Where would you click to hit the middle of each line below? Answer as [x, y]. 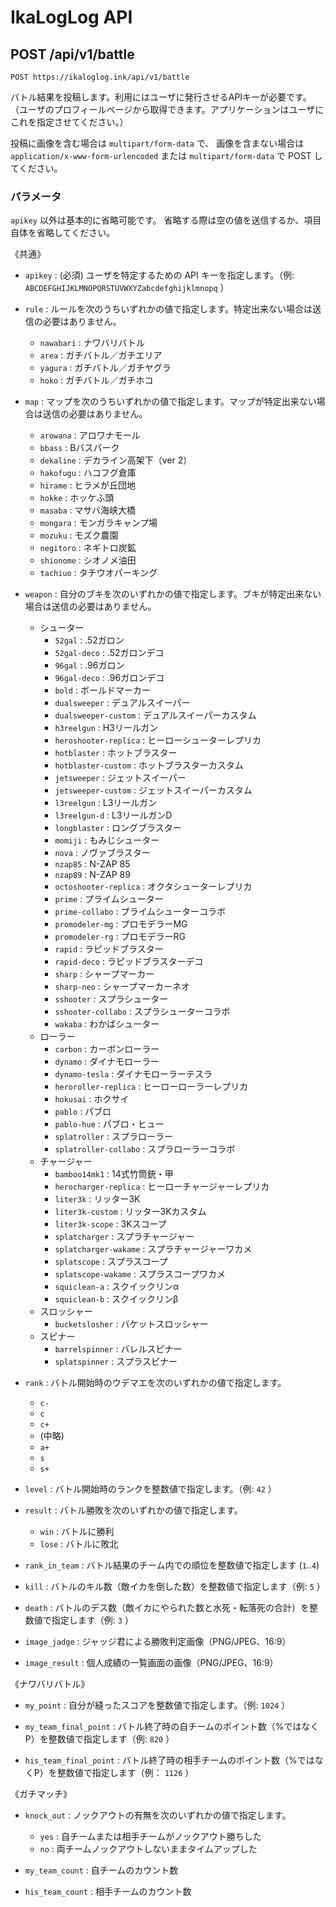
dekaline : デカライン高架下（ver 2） [116, 460]
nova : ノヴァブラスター [102, 853]
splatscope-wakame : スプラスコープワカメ [140, 1274]
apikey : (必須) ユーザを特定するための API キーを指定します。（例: [159, 275]
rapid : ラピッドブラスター [109, 949]
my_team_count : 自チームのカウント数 [101, 1870]
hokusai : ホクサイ [92, 1099]
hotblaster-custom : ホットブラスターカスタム [149, 765]
